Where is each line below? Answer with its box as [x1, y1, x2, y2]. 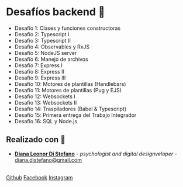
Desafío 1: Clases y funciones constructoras [14, 25, 121, 32]
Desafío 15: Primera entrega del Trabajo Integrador [14, 111, 137, 119]
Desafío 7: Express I [14, 61, 63, 69]
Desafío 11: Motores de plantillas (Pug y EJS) [14, 86, 122, 93]
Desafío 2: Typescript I [14, 30, 70, 37]
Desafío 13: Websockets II [14, 99, 77, 106]
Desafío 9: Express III [14, 74, 66, 81]
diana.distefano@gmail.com [14, 156, 82, 163]
